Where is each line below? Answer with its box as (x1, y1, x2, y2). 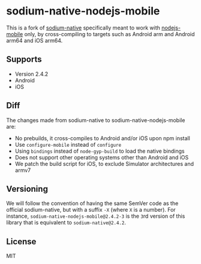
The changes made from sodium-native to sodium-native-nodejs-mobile (6, 116, 185, 124)
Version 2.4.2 (14, 70, 49, 78)
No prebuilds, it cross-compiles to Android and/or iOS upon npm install (14, 134, 190, 142)
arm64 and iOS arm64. (6, 37, 63, 44)
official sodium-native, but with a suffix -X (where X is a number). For (6, 206, 176, 213)
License (6, 236, 37, 247)
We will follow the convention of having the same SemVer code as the (6, 200, 179, 207)
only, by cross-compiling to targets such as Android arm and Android (24, 30, 195, 37)
